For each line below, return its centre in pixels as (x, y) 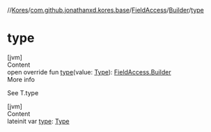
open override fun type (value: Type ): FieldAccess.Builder (89, 72)
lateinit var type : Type (38, 121)
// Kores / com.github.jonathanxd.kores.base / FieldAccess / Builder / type (105, 10)
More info (21, 79)
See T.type (23, 92)
